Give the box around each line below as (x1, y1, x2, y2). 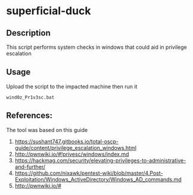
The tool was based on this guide (6, 126, 88, 133)
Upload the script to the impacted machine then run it (6, 83, 138, 90)
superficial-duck (6, 4, 91, 18)
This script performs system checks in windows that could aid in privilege (6, 43, 187, 51)
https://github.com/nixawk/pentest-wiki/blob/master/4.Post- (14, 169, 163, 177)
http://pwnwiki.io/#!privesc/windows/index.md (14, 150, 129, 158)
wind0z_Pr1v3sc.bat (6, 94, 55, 100)
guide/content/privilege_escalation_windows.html (14, 144, 137, 151)
